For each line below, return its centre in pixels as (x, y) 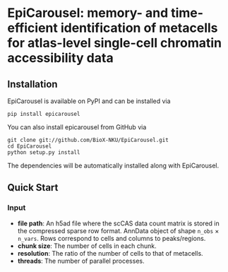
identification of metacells (139, 28)
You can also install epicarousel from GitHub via (77, 127)
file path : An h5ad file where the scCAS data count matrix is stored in (119, 223)
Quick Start (33, 188)
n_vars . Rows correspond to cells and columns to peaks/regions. (112, 238)
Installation (32, 84)
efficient (33, 28)
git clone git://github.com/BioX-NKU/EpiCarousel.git (88, 140)
